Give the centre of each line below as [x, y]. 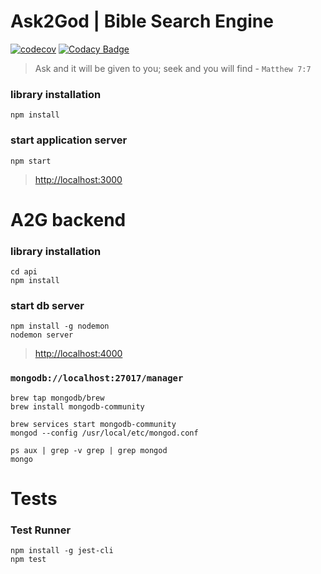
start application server [69, 140]
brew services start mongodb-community [93, 424]
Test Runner [41, 530]
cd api [24, 272]
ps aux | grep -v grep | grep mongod [89, 450]
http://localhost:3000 [78, 179]
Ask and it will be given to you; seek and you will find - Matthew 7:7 [173, 68]
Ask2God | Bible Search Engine [142, 21]
